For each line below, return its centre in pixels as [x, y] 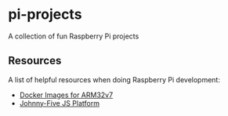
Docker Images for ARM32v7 [66, 95]
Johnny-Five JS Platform [60, 103]
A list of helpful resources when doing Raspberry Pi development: [114, 79]
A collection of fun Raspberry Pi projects [74, 36]
